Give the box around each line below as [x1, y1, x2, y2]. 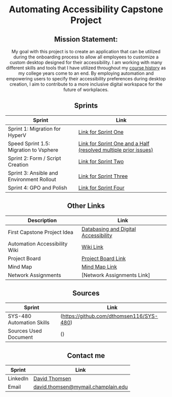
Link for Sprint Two [78, 158, 124, 165]
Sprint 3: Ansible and [8, 169, 58, 176]
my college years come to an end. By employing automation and [18, 70, 154, 76]
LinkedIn [8, 375, 29, 382]
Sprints [74, 101, 98, 110]
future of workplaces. [63, 87, 109, 93]
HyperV [8, 132, 27, 139]
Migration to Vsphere [8, 146, 58, 153]
